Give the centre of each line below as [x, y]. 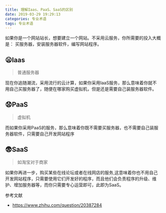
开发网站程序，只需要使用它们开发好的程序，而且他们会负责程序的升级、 [79, 179]
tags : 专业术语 [19, 23]
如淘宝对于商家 [32, 162]
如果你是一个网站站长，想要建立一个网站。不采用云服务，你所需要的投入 [79, 38]
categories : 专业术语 [26, 19]
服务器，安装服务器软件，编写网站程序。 [60, 44]
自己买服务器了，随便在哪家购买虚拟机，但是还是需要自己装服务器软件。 [83, 89]
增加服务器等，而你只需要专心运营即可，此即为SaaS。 [69, 184]
